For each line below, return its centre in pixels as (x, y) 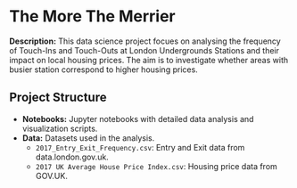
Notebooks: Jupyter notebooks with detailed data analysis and (138, 119)
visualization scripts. (60, 128)
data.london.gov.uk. (72, 157)
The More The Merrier (92, 16)
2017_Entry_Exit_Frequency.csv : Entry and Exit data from (140, 147)
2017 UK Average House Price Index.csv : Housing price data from (157, 166)
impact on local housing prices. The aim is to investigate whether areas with (149, 60)
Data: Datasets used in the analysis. (88, 138)
